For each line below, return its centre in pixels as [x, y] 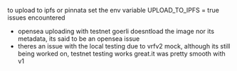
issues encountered [36, 18]
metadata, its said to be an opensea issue [79, 39]
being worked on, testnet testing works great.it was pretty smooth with [121, 53]
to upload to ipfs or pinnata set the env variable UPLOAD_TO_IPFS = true [113, 10]
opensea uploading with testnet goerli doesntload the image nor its [116, 31]
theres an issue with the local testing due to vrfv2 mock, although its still [124, 46]
